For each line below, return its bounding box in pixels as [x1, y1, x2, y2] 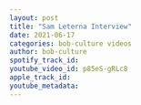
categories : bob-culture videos [9, 38, 132, 48]
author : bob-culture [9, 47, 88, 57]
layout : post [9, 13, 59, 23]
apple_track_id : [9, 73, 71, 82]
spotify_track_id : [9, 56, 79, 65]
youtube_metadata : [9, 81, 79, 90]
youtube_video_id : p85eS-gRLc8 [9, 65, 128, 74]
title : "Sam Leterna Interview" [9, 22, 132, 31]
